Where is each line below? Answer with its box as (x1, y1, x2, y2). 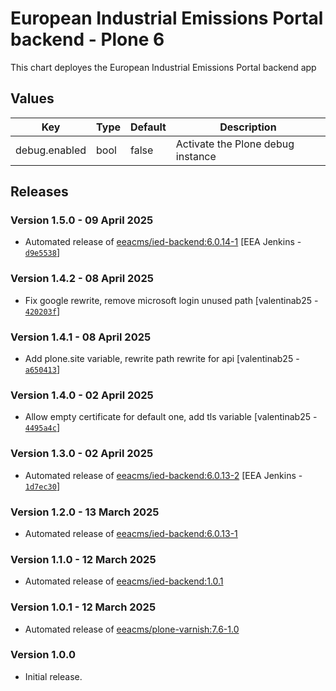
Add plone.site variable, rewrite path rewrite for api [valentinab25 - (24, 353, 300, 365)
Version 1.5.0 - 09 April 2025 (10, 213, 154, 227)
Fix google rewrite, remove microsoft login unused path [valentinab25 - (24, 294, 319, 306)
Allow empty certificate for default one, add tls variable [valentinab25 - (24, 411, 318, 423)
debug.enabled (15, 143, 87, 157)
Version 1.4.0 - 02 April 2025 (10, 388, 154, 402)
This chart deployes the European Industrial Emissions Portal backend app (10, 61, 317, 73)
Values (10, 90, 55, 107)
